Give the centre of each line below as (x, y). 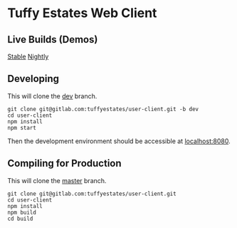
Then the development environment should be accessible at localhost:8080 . (119, 141)
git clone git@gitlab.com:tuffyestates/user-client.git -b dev (103, 109)
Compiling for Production (65, 164)
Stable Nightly (28, 56)
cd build (20, 219)
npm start (22, 128)
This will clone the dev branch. (52, 96)
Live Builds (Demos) (53, 40)
